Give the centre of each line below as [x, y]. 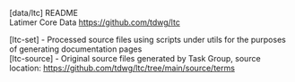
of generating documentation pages [76, 49]
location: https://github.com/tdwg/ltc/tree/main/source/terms [122, 68]
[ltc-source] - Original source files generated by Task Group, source [135, 58]
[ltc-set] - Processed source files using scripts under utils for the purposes [148, 40]
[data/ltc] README [44, 13]
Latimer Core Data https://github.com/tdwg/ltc [95, 22]
